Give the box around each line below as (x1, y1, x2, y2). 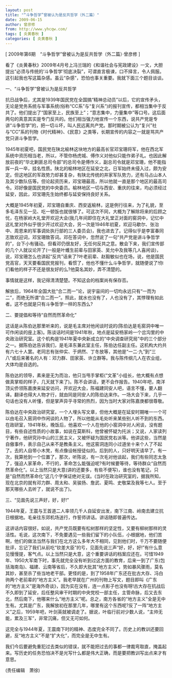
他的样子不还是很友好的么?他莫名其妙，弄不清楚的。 (14, 266, 124, 272)
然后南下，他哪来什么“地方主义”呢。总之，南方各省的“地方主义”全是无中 (14, 596, 166, 602)
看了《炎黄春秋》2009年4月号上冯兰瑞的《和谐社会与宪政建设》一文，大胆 (5, 62, 163, 68)
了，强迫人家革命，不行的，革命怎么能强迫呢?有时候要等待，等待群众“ (5, 460, 154, 466)
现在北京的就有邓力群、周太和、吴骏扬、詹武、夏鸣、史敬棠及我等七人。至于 (5, 479, 167, 486)
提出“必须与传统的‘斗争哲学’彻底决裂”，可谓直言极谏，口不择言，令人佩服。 (5, 68, 164, 75)
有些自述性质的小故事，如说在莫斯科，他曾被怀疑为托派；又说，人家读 (14, 428, 162, 434)
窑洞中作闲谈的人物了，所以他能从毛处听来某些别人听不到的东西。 (27, 415, 167, 422)
